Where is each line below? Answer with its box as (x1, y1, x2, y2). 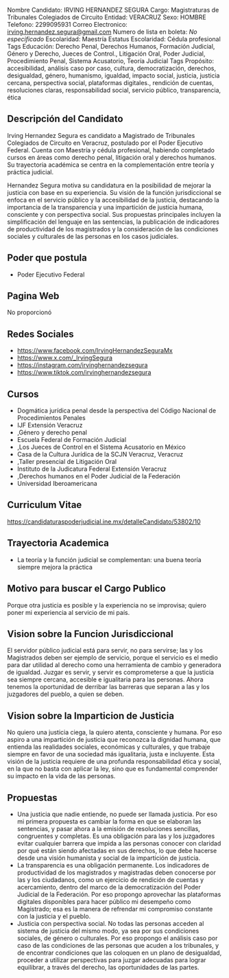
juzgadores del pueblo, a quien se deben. (7, 690, 125, 699)
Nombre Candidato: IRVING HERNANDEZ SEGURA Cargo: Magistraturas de (7, 6, 219, 14)
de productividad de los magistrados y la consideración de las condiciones (7, 224, 219, 233)
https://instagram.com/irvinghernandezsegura (16, 361, 148, 369)
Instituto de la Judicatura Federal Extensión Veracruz (16, 465, 167, 473)
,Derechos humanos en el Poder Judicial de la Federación (16, 472, 180, 480)
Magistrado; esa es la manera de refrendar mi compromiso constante (16, 905, 213, 913)
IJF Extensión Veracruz (16, 421, 83, 430)
